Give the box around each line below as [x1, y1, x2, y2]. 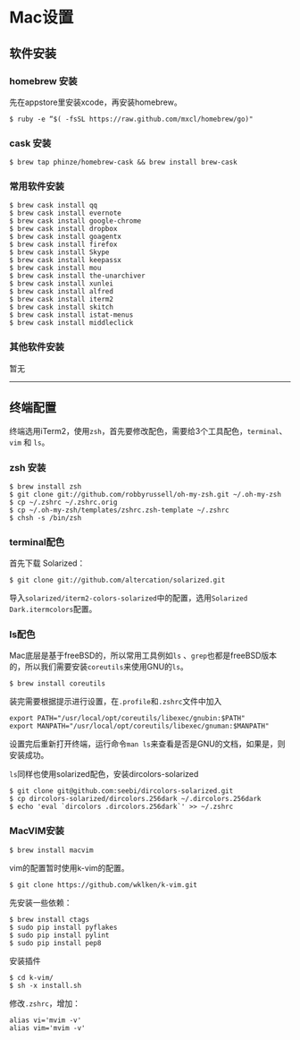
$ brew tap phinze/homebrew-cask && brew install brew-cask [9, 158, 238, 167]
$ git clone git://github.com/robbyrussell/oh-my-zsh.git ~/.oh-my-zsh [9, 490, 281, 499]
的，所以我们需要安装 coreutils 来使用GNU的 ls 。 [9, 661, 189, 672]
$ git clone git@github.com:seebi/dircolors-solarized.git [9, 787, 234, 796]
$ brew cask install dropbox [9, 225, 118, 234]
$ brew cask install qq [9, 201, 98, 210]
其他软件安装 [9, 341, 65, 354]
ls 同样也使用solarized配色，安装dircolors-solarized [9, 769, 199, 780]
